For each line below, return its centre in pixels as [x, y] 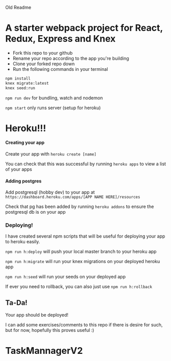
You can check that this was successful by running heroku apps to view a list [86, 164]
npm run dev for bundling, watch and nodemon [54, 98]
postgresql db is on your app [35, 212]
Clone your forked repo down [44, 64]
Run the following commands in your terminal [60, 69]
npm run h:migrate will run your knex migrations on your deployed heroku [83, 262]
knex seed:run [20, 88]
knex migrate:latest [27, 83]
